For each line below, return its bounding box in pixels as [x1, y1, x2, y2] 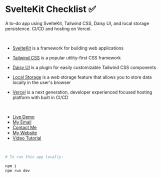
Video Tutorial [12, 135, 41, 141]
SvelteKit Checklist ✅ [5, 3, 96, 15]
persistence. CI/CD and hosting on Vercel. [5, 25, 92, 31]
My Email [12, 119, 31, 125]
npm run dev [5, 168, 30, 173]
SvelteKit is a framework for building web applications [12, 45, 124, 51]
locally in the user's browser [12, 79, 71, 85]
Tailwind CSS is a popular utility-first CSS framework [12, 54, 121, 60]
